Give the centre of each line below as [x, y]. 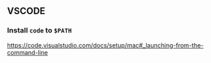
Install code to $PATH [40, 30]
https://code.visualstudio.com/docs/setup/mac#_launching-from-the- [105, 45]
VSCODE [26, 11]
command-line [28, 52]
